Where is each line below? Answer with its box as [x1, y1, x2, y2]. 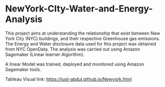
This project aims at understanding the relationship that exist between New [5, 30, 160, 36]
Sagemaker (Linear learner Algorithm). [5, 51, 85, 57]
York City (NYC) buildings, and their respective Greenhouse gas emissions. [5, 35, 160, 41]
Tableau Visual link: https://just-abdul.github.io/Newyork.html [5, 76, 132, 82]
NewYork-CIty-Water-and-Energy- [5, 3, 153, 14]
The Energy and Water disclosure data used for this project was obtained [5, 40, 156, 46]
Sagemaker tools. [5, 66, 42, 72]
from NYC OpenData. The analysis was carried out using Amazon [5, 46, 140, 52]
